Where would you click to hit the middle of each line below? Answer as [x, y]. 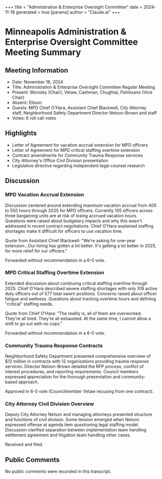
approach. [29, 382]
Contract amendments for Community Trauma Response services [77, 155]
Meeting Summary [43, 52]
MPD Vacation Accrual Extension [45, 195]
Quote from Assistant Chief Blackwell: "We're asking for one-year [70, 240]
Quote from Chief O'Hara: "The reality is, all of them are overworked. [74, 313]
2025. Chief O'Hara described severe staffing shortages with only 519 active [81, 288]
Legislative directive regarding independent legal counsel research [78, 165]
